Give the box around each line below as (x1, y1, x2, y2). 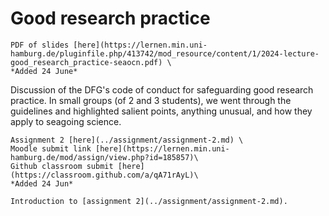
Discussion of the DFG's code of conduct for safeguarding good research (10, 83, 314, 96)
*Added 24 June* (10, 66, 78, 76)
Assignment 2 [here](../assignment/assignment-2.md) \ (10, 135, 244, 145)
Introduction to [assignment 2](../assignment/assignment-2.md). (10, 196, 288, 206)
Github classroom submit (10, 161, 114, 171)
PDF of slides (10, 40, 70, 50)
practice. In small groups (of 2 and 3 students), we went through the (10, 94, 292, 106)
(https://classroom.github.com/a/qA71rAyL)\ (10, 170, 199, 180)
